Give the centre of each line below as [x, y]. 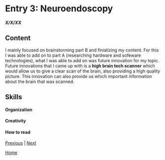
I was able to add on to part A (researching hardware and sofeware [73, 55]
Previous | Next [21, 143]
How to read [18, 132]
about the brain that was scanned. [40, 81]
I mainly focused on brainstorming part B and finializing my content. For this [82, 50]
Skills [14, 97]
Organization [19, 110]
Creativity [16, 121]
